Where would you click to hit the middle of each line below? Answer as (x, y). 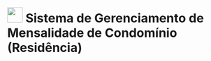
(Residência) (45, 48)
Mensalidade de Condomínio (92, 33)
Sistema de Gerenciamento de (115, 18)
